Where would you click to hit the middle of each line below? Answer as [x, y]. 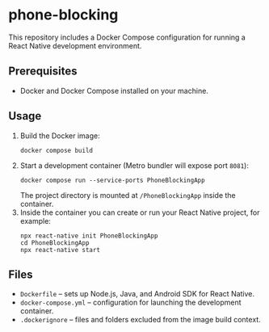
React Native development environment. [75, 45]
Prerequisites [43, 71]
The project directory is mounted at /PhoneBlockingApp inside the [128, 195]
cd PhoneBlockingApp [55, 243]
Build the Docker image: [60, 136]
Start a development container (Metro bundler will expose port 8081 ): [134, 165]
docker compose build [56, 150]
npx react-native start [60, 250]
